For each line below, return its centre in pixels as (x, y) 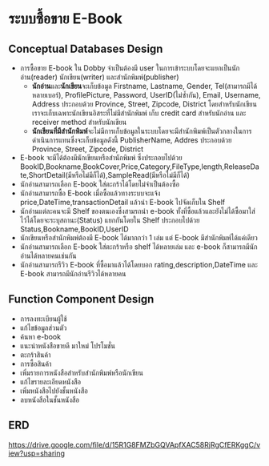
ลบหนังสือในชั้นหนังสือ (50, 400)
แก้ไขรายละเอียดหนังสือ (50, 381)
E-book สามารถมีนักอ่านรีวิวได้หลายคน (73, 273)
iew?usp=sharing (37, 453)
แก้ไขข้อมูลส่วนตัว (43, 327)
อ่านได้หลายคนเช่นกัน (48, 255)
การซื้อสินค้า (36, 364)
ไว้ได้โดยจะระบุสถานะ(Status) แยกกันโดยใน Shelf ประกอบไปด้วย (110, 220)
